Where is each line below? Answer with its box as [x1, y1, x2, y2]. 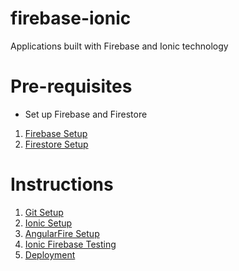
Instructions [10, 173, 114, 196]
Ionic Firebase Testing [24, 238, 117, 250]
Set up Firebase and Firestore [24, 108, 148, 120]
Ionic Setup [24, 217, 73, 229]
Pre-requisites [10, 75, 133, 98]
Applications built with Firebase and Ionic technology [10, 40, 229, 52]
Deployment [24, 248, 76, 261]
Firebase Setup [24, 127, 88, 139]
